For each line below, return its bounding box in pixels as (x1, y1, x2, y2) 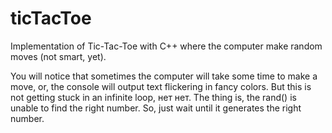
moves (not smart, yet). (10, 50, 107, 62)
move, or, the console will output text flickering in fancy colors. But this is (10, 80, 312, 92)
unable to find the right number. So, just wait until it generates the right (10, 102, 302, 114)
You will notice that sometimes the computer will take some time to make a (10, 70, 318, 82)
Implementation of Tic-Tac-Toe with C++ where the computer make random (10, 40, 323, 52)
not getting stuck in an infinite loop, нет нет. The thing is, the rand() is (10, 91, 297, 103)
